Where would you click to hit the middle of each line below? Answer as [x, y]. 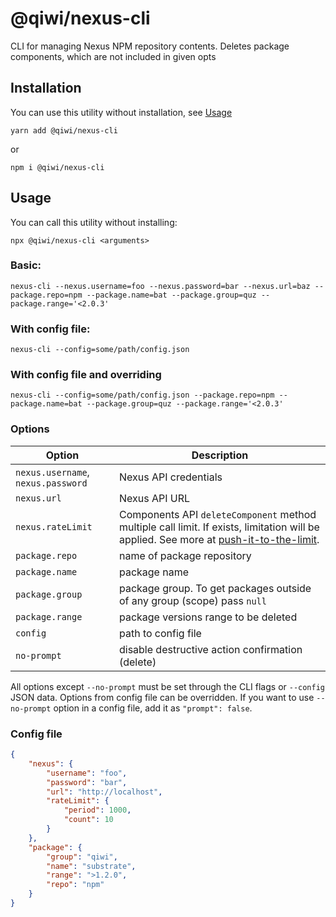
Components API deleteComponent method [217, 514]
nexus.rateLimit [54, 526]
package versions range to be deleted [208, 617]
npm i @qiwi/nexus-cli [57, 167]
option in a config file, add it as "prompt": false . [153, 708]
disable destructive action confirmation [210, 649]
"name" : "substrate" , [91, 866]
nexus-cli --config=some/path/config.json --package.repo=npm [142, 395]
